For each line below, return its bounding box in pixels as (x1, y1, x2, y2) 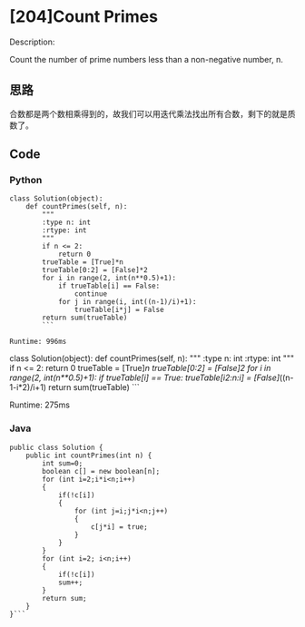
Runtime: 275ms (9, 399, 71, 410)
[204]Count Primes (9, 6, 159, 27)
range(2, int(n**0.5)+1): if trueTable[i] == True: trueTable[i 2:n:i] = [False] (9, 372, 280, 383)
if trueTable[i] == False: (57, 281, 161, 291)
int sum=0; (42, 458, 84, 468)
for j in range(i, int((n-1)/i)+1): (57, 298, 197, 307)
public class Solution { (9, 443, 103, 452)
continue (74, 289, 107, 299)
